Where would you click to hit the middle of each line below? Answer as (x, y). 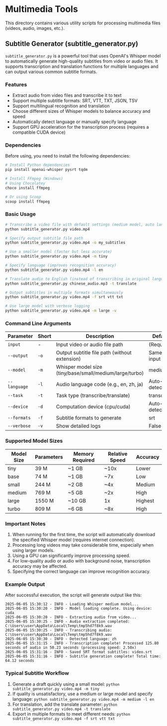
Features (16, 84)
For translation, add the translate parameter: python (65, 704)
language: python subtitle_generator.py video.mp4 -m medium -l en (83, 699)
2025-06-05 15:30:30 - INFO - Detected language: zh (61, 639)
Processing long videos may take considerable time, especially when (83, 545)
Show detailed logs (78, 426)
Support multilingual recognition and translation (61, 106)
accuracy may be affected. (40, 566)
